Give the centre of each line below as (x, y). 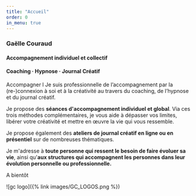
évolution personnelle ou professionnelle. (59, 164)
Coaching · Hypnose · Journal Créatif (53, 71)
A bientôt (17, 175)
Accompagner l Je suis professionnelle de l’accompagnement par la (90, 85)
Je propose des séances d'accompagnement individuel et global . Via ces (98, 109)
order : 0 (17, 17)
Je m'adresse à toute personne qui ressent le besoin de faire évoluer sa (96, 151)
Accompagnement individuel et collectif (57, 58)
